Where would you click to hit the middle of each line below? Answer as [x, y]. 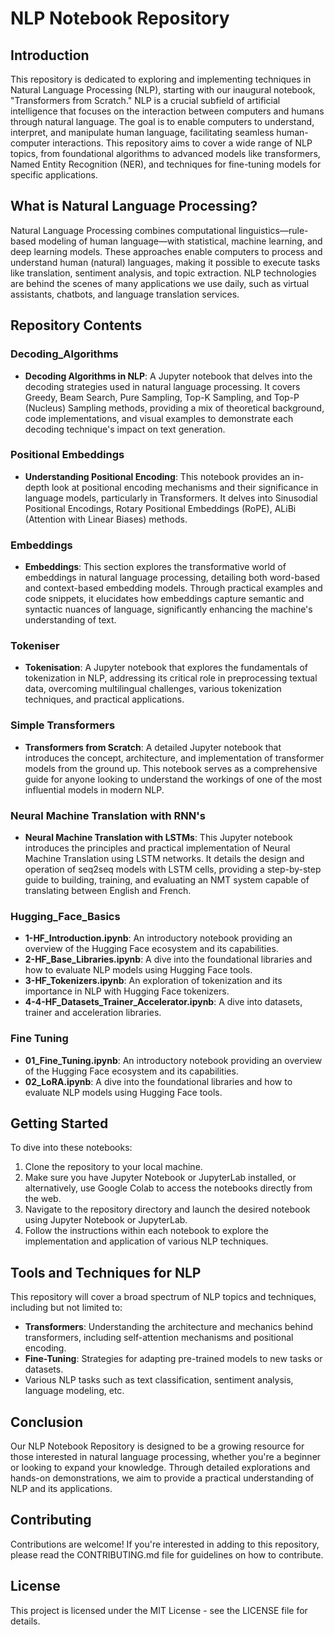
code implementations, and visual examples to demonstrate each [159, 418]
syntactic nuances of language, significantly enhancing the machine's [168, 609]
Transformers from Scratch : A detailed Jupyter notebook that [153, 747]
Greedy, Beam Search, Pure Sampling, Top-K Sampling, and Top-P [162, 397]
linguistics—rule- [273, 230]
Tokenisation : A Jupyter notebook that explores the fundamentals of [166, 668]
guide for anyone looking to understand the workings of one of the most [173, 779]
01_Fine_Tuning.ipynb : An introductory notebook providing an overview [173, 1060]
